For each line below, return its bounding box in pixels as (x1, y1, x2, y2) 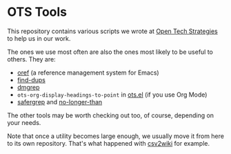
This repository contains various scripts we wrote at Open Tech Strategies (7, 27, 219, 35)
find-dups (17, 75, 46, 84)
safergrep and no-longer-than (17, 97, 103, 106)
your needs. (7, 118, 41, 126)
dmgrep (17, 83, 40, 91)
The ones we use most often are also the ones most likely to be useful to (7, 48, 214, 56)
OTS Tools (7, 4, 68, 20)
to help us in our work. (7, 34, 71, 42)
